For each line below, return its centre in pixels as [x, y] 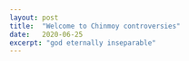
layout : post [34, 17]
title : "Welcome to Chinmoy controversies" [95, 26]
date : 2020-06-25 [46, 34]
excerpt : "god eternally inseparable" [83, 43]
